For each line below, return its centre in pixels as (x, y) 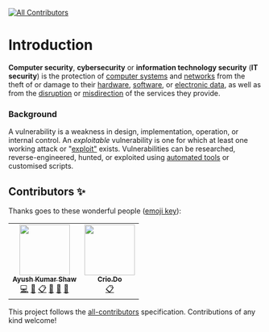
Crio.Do (110, 279)
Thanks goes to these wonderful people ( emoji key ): (95, 211)
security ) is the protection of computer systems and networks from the (127, 76)
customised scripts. (41, 166)
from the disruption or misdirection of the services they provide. (114, 93)
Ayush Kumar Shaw (45, 279)
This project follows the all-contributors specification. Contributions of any (132, 312)
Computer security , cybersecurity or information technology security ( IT (133, 67)
